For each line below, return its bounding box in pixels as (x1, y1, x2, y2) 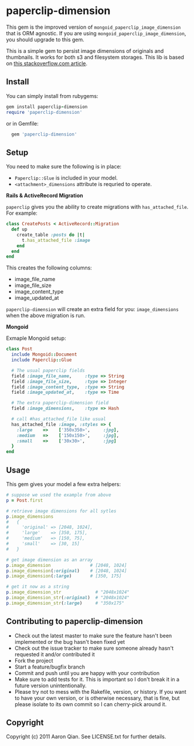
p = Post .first (6, 497, 43, 503)
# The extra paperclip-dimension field (11, 400, 109, 406)
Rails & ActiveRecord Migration (6, 192, 83, 199)
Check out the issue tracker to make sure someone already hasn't (14, 644, 174, 652)
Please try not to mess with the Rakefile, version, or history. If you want (14, 688, 186, 695)
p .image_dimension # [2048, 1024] (6, 562, 127, 568)
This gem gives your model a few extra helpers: (6, 481, 121, 488)
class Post (6, 346, 33, 352)
